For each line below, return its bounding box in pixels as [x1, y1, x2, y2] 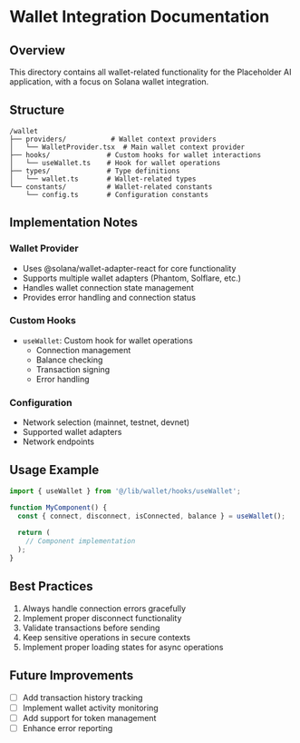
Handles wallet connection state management [22, 282, 194, 292]
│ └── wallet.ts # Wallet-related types [9, 174, 197, 183]
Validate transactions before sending [22, 622, 160, 633]
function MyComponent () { [9, 502, 107, 512]
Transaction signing [35, 363, 111, 374]
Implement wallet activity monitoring [22, 702, 159, 713]
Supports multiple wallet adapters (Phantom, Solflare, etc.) [22, 272, 242, 283]
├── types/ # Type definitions [9, 166, 180, 175]
